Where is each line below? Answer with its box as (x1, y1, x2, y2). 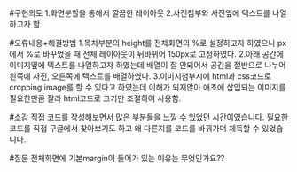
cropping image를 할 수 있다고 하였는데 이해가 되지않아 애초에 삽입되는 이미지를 (9, 82, 286, 92)
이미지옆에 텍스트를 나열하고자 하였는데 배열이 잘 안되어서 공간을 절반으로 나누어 (9, 60, 286, 70)
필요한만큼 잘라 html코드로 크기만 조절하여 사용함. (9, 93, 182, 104)
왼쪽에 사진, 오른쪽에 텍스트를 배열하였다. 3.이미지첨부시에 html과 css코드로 (9, 71, 272, 82)
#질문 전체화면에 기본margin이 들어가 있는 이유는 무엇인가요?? (9, 153, 225, 163)
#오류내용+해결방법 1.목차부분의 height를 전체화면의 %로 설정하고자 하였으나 (9, 38, 277, 48)
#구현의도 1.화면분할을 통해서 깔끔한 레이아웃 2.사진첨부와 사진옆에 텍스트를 (9, 8, 270, 18)
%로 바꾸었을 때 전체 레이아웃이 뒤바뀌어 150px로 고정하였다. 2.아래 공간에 (25, 49, 284, 59)
